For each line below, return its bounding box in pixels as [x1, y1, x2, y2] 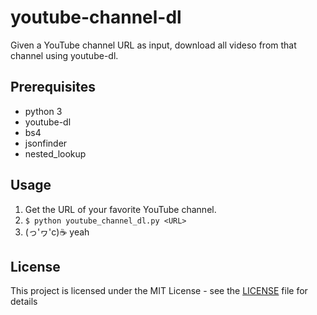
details [10, 296, 38, 308]
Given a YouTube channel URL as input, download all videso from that [10, 39, 297, 51]
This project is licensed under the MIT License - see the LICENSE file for [10, 285, 308, 297]
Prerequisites [10, 79, 96, 96]
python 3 [24, 105, 63, 117]
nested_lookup [24, 147, 87, 160]
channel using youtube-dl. [10, 49, 119, 61]
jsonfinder [24, 137, 68, 149]
